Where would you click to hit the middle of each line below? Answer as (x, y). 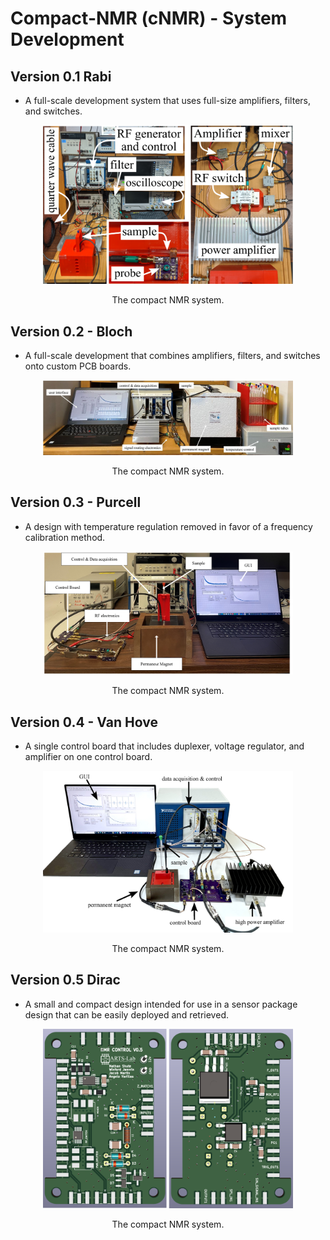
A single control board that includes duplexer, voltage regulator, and (164, 746)
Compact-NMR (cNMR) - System (149, 18)
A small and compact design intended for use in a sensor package (161, 1004)
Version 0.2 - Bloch (71, 331)
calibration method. (65, 537)
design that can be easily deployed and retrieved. (126, 1014)
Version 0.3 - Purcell (76, 502)
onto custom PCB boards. (78, 366)
